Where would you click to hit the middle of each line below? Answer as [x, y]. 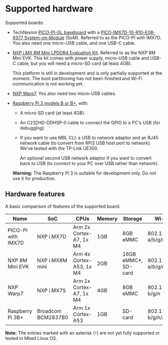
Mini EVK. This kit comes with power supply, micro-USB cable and [80, 58]
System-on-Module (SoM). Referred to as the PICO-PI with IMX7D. [93, 38]
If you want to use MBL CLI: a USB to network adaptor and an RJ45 [89, 137]
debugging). [32, 128]
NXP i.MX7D [52, 236]
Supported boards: [24, 23]
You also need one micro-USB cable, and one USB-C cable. [74, 43]
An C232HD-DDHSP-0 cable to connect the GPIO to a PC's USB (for [90, 122]
